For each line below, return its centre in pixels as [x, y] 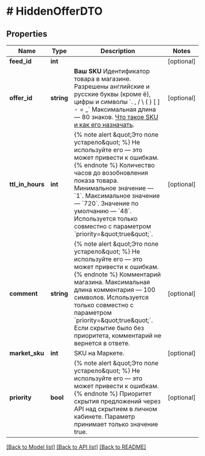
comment [23, 293]
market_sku [27, 353]
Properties [27, 34]
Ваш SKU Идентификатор [112, 71]
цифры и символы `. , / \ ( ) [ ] [117, 102]
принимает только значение [116, 424]
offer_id [21, 98]
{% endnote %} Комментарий [117, 274]
